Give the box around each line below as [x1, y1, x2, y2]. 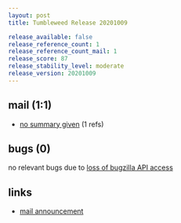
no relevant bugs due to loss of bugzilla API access [8, 163, 174, 173]
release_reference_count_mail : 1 [8, 48, 118, 56]
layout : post [8, 11, 51, 20]
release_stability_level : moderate [8, 62, 125, 71]
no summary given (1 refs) [19, 119, 104, 129]
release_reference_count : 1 [8, 40, 100, 48]
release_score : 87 [8, 55, 68, 63]
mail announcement [19, 207, 84, 216]
